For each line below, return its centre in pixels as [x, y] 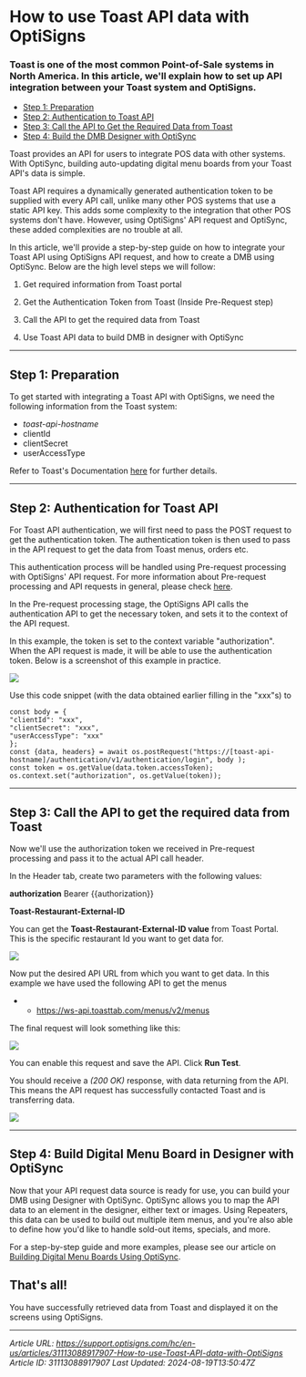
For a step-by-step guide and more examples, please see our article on [143, 1247]
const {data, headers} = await [69, 752]
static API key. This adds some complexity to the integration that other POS [150, 211]
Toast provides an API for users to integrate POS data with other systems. [148, 154]
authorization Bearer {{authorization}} [82, 893]
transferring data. [42, 1100]
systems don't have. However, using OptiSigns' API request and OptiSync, [148, 220]
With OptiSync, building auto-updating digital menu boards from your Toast [151, 164]
